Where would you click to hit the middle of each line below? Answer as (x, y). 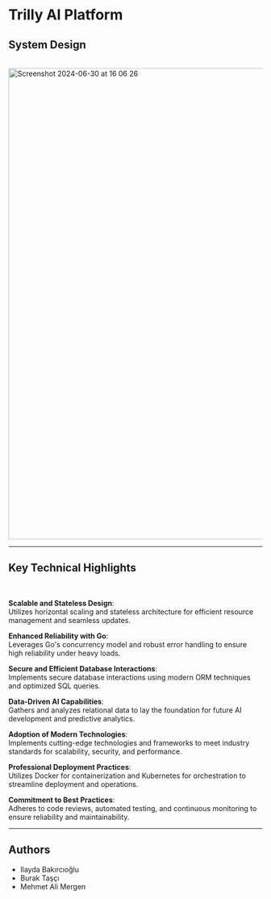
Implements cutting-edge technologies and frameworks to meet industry (129, 742)
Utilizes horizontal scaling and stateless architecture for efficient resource (131, 612)
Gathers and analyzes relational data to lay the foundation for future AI (125, 710)
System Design (47, 45)
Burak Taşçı (40, 878)
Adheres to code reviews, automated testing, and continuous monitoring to (133, 808)
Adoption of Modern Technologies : (68, 734)
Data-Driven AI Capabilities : (56, 701)
